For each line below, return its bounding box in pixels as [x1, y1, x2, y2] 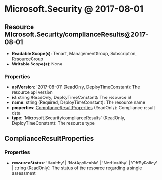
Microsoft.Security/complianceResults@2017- [4, 30, 149, 38]
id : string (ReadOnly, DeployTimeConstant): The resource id [11, 95, 131, 100]
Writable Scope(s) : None [11, 61, 63, 66]
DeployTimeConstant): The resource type [11, 120, 95, 126]
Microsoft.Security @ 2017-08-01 [4, 3, 144, 15]
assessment [11, 170, 36, 176]
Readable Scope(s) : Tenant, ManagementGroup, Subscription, [11, 51, 137, 56]
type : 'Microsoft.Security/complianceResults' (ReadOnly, [11, 115, 126, 121]
